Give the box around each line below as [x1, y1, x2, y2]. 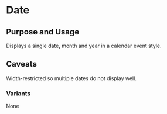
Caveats [6, 59, 37, 69]
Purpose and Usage [6, 27, 80, 37]
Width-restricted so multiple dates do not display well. [6, 74, 137, 82]
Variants [6, 89, 31, 97]
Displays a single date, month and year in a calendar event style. [6, 42, 162, 49]
